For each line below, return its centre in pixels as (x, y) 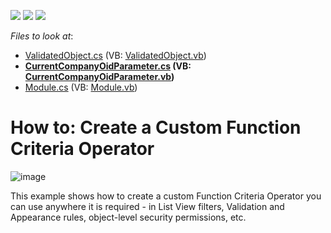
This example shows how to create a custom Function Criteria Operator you (166, 196)
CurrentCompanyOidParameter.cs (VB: (108, 66)
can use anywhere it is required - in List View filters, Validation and (147, 206)
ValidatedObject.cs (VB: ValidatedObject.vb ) (115, 55)
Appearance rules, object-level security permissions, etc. (128, 217)
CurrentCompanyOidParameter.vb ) (99, 76)
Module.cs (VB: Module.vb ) (81, 87)
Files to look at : (42, 36)
